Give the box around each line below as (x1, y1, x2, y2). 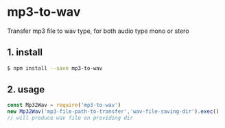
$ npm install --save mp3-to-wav (7, 64, 103, 72)
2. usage (7, 84, 45, 96)
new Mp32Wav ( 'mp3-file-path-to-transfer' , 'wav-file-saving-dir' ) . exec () (7, 108, 220, 115)
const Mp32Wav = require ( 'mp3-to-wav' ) (7, 102, 121, 109)
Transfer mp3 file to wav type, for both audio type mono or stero (7, 27, 190, 35)
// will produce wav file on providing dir (7, 114, 134, 122)
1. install (7, 47, 43, 58)
